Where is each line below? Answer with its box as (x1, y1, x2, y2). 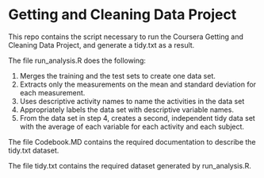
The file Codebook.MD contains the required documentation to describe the (8, 137, 256, 146)
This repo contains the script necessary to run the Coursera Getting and (8, 32, 244, 41)
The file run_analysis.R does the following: (8, 56, 147, 65)
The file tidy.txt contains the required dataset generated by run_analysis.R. (8, 161, 251, 170)
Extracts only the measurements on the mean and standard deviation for (19, 79, 256, 89)
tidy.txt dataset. (8, 145, 59, 155)
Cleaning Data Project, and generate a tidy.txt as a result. (8, 40, 195, 49)
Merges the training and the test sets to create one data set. (19, 71, 216, 80)
